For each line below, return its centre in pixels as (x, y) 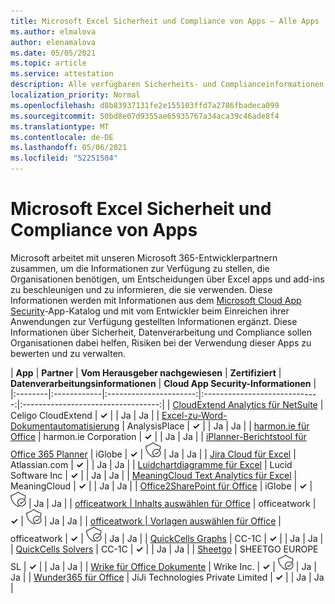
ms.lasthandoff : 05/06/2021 (69, 148)
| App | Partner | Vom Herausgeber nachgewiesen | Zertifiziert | (146, 372)
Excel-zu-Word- (194, 415)
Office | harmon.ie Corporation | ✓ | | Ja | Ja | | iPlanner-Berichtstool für (158, 436)
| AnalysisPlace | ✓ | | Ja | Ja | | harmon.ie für (215, 426)
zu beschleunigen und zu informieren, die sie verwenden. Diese (141, 289)
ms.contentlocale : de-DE (62, 137)
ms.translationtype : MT (60, 126)
